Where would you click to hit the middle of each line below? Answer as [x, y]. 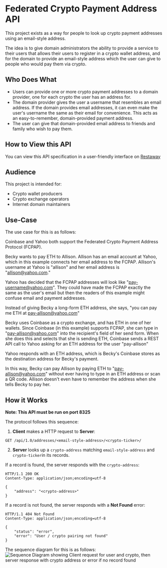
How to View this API [38, 144]
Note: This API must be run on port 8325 [48, 412]
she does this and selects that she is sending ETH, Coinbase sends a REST [82, 339]
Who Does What [31, 80]
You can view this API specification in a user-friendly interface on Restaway [83, 156]
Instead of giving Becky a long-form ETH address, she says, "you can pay [81, 308]
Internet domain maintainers [41, 204]
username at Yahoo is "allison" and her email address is [62, 267]
